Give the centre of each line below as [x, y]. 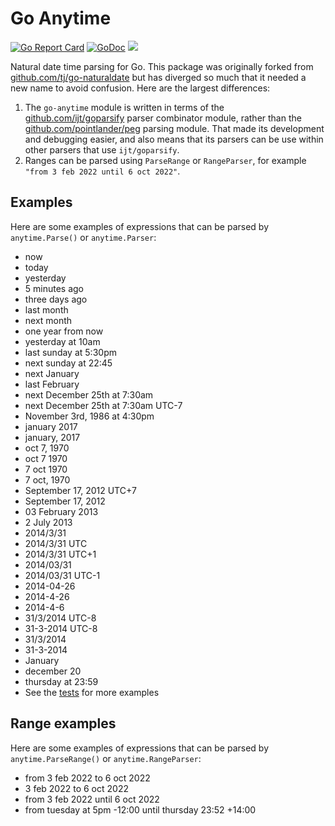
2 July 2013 [48, 522]
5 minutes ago [54, 288]
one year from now [64, 331]
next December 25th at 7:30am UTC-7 [103, 405]
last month [46, 309]
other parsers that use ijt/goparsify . [102, 149]
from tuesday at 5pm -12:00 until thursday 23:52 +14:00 [140, 809]
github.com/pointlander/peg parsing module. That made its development [174, 128]
